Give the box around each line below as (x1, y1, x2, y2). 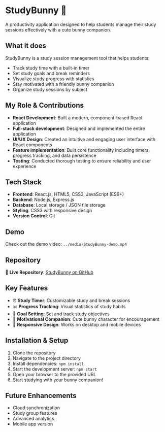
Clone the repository (12, 350, 56, 356)
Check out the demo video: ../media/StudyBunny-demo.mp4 (5, 241, 127, 247)
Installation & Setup (5, 336, 69, 345)
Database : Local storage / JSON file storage (12, 202, 106, 208)
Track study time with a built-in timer (12, 64, 90, 71)
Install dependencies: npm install (12, 360, 84, 367)
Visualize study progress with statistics (12, 76, 95, 82)
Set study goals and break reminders (12, 70, 90, 76)
